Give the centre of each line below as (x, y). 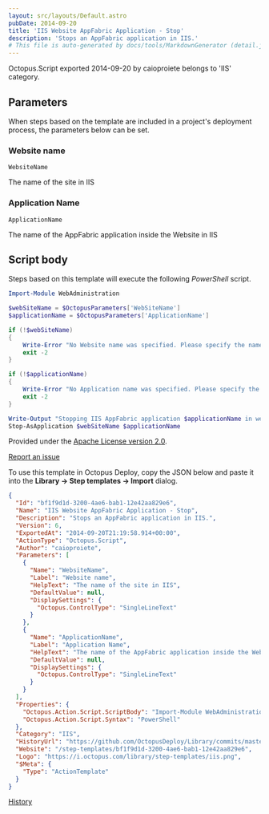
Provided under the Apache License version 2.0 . (88, 441)
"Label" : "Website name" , (72, 578)
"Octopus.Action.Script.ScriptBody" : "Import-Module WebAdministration (145, 712)
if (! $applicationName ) (48, 375)
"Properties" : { (42, 704)
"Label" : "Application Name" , (80, 645)
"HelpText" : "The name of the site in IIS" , (105, 585)
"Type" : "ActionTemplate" (66, 771)
